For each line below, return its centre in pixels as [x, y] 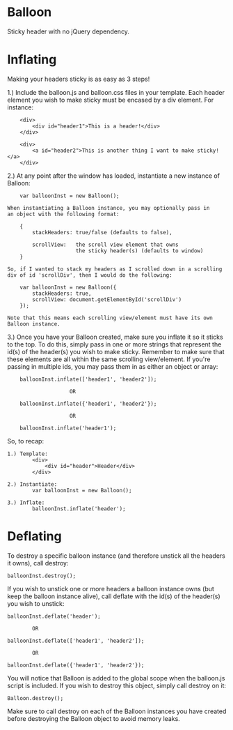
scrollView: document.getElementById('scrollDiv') [107, 299]
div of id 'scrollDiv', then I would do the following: [90, 275]
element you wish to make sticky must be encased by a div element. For [111, 100]
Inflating [32, 60]
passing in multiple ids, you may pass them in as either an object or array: [113, 366]
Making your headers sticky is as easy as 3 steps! [79, 79]
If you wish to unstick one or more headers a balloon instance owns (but [111, 588]
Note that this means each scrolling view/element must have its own [110, 318]
